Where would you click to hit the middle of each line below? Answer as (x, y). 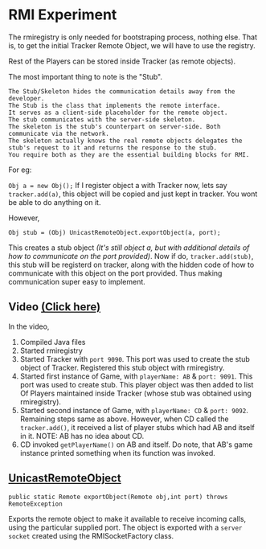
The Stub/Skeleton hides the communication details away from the (122, 91)
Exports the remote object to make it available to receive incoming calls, (127, 518)
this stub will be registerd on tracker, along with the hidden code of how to (131, 264)
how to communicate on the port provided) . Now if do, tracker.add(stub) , (131, 256)
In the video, (29, 326)
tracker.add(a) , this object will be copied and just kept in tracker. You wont (133, 194)
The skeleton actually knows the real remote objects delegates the (125, 141)
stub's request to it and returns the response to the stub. (113, 147)
